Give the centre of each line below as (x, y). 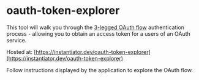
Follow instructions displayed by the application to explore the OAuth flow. (100, 70)
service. (17, 40)
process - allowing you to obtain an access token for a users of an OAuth (99, 33)
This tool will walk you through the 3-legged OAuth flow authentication (96, 27)
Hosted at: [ (21, 52)
